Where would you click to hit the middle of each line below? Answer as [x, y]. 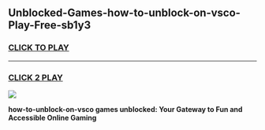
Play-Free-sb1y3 [50, 26]
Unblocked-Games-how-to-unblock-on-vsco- [124, 13]
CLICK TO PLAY [39, 48]
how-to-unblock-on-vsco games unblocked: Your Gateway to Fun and [125, 109]
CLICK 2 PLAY [35, 77]
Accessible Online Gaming [52, 117]
